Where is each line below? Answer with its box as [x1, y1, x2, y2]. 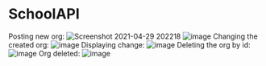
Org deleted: [39, 48, 81, 58]
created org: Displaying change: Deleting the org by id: [8, 39, 251, 49]
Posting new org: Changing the [8, 31, 258, 41]
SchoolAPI [8, 5, 81, 23]
